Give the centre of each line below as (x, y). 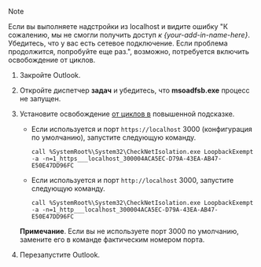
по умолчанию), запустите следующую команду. (114, 137)
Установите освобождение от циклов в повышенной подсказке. (127, 114)
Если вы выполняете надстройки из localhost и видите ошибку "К (118, 26)
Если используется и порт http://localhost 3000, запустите (132, 180)
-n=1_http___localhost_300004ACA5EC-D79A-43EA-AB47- (130, 210)
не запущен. (40, 99)
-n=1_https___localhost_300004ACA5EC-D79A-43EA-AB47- (132, 159)
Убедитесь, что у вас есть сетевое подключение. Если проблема (118, 43)
